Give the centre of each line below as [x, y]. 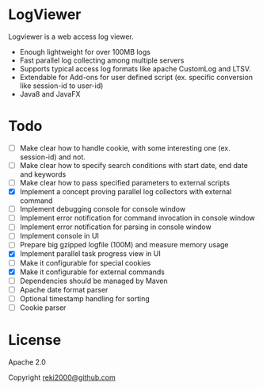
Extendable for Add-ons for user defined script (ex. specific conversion [136, 77]
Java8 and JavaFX [50, 94]
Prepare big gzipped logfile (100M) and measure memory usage [124, 245]
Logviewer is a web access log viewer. [71, 36]
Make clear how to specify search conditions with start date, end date [133, 165]
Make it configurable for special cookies [85, 262]
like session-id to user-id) [61, 86]
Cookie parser [43, 308]
